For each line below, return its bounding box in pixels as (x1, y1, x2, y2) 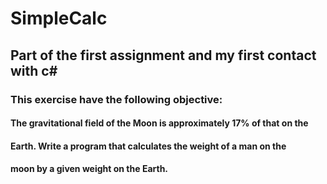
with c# (10, 62, 58, 79)
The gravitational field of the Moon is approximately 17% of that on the (10, 117, 309, 129)
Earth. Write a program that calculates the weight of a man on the (10, 140, 287, 152)
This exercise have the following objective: (10, 92, 223, 106)
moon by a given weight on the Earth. (10, 163, 169, 175)
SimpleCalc (10, 7, 108, 30)
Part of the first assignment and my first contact (10, 47, 317, 64)
